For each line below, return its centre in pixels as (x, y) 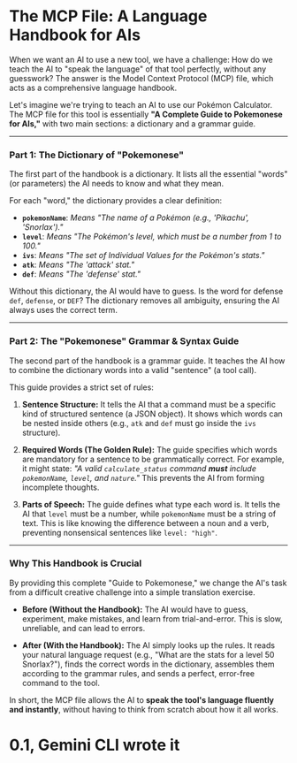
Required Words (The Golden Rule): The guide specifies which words (149, 449)
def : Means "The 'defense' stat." (81, 274)
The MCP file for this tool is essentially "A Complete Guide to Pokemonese (146, 114)
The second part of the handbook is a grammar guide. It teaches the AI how (147, 361)
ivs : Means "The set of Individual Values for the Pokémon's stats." (143, 256)
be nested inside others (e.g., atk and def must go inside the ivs (139, 423)
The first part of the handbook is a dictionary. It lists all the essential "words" (149, 174)
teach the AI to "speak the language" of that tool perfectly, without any (138, 69)
